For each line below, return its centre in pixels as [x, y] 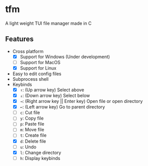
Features [19, 39]
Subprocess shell [30, 79]
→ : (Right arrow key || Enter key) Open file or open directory [81, 101]
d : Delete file [33, 141]
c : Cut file [30, 113]
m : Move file [32, 130]
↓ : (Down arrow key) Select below [55, 95]
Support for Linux [38, 68]
